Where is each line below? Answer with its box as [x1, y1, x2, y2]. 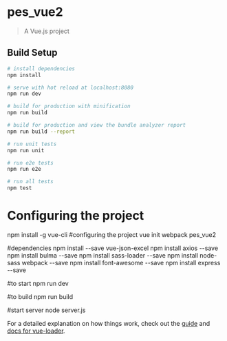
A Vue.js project [23, 27, 70, 35]
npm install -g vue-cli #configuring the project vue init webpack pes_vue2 [7, 230, 217, 238]
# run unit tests [7, 141, 57, 147]
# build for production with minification [7, 103, 131, 110]
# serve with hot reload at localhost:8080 [7, 84, 134, 91]
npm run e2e [7, 166, 41, 173]
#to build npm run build [7, 292, 74, 300]
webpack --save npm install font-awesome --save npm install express [21, 258, 221, 267]
